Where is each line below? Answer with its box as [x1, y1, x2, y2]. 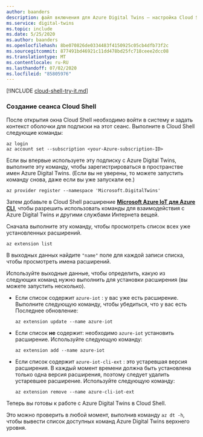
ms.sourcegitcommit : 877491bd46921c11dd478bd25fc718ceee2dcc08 [6, 48, 169, 54]
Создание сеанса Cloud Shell [6, 102, 97, 111]
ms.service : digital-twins [6, 20, 74, 26]
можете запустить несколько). [6, 282, 86, 290]
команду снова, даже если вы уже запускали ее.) [6, 176, 135, 183]
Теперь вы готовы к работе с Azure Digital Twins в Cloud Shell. [6, 400, 166, 407]
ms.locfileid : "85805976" [6, 71, 71, 77]
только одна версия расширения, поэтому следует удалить [14, 371, 170, 378]
